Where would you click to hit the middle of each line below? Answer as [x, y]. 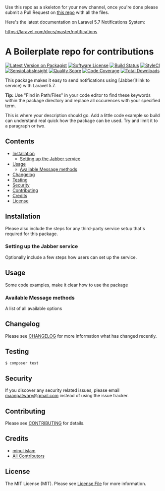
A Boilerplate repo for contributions [80, 52]
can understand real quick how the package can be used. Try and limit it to [82, 121]
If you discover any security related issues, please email [62, 390]
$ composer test [22, 363]
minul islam [24, 450]
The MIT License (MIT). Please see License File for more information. [76, 484]
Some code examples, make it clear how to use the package [67, 285]
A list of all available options [34, 308]
